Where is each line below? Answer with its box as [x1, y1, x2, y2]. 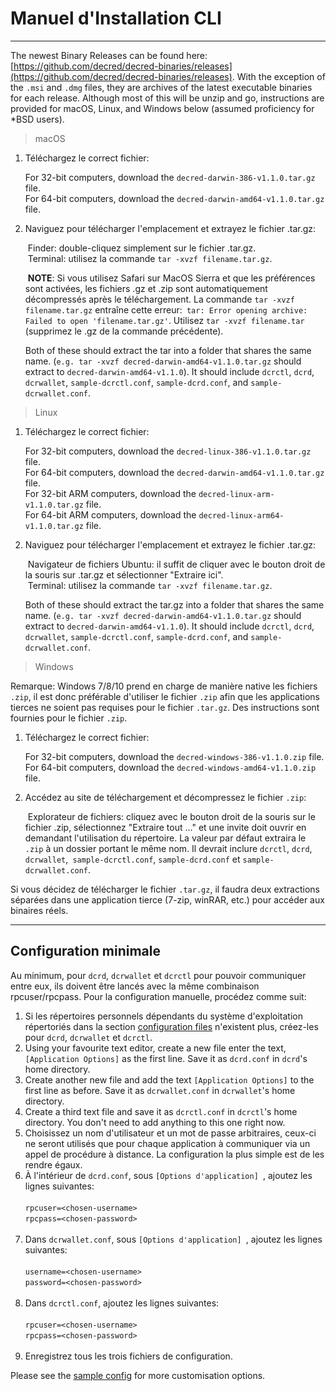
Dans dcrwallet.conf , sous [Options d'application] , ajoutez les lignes [24, 1233, 323, 1245]
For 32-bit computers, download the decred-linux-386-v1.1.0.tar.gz [24, 445, 312, 457]
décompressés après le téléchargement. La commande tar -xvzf [24, 293, 295, 305]
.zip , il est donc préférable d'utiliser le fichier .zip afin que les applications [10, 690, 321, 702]
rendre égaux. [24, 1158, 83, 1171]
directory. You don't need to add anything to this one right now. [24, 1116, 286, 1128]
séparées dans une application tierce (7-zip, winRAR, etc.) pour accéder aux [10, 893, 325, 906]
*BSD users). [10, 113, 65, 125]
